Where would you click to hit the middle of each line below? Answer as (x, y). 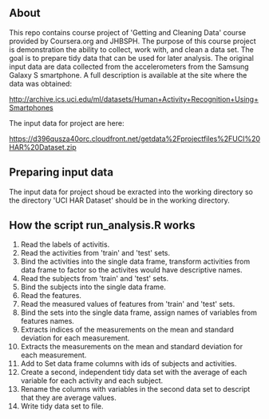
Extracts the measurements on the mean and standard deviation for (131, 347)
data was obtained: (41, 83)
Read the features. (51, 296)
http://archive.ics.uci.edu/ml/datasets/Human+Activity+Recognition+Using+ (134, 99)
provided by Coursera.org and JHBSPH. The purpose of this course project (133, 41)
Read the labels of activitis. (65, 244)
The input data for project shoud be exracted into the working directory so (131, 191)
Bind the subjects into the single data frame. (93, 287)
